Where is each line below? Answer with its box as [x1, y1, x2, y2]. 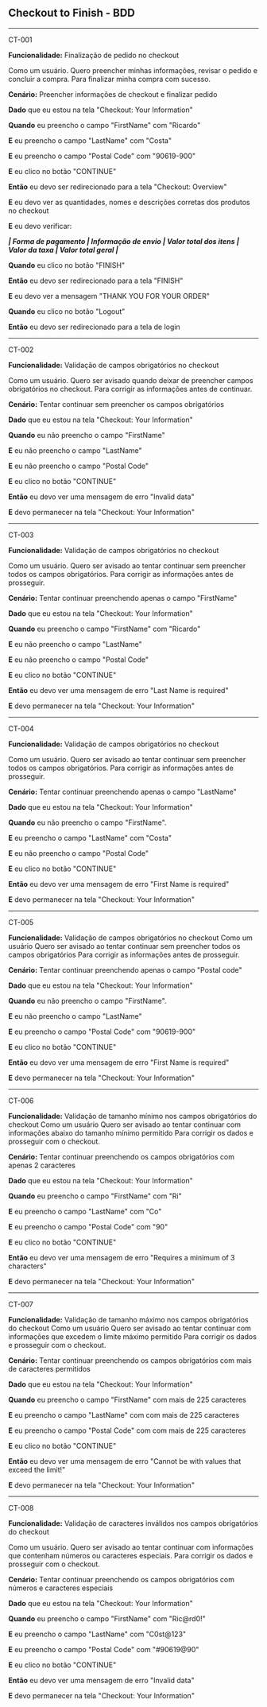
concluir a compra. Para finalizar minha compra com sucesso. [8, 74, 211, 83]
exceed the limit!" [8, 1465, 66, 1474]
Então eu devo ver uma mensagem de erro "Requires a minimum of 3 [8, 1252, 236, 1262]
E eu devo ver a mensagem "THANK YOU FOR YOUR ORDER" [8, 291, 211, 300]
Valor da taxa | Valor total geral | [8, 245, 119, 254]
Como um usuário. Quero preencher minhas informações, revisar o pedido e [8, 65, 258, 75]
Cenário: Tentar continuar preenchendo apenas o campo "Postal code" [8, 965, 242, 974]
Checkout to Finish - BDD [8, 6, 135, 20]
